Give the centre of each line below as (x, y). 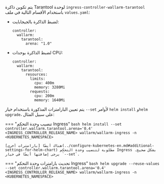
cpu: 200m (44, 96)
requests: (40, 92)
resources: (36, 74)
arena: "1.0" (39, 44)
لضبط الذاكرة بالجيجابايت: (35, 22)
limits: (38, 79)
